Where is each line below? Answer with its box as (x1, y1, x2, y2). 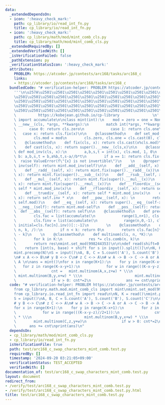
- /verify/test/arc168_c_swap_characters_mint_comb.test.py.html (5, 388, 141, 393)
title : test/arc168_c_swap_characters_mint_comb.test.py (5, 393, 124, 398)
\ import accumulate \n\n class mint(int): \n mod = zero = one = (14, 117, 153, 122)
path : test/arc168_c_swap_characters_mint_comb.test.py (9, 346, 126, 352)
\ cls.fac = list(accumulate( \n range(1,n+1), (14, 214, 151, 219)
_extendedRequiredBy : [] (9, 44, 60, 49)
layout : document (5, 374, 41, 379)
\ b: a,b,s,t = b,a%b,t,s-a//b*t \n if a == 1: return (14, 154, 141, 159)
